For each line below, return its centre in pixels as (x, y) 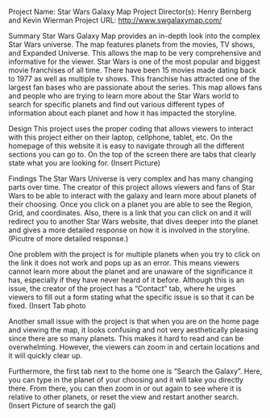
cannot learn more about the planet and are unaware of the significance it (131, 271)
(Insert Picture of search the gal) (62, 405)
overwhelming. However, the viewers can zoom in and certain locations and (134, 347)
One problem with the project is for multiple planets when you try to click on (134, 254)
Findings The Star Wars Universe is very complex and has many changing (131, 178)
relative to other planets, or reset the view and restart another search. (124, 397)
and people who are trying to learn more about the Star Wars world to (124, 96)
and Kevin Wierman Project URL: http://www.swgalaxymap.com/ (115, 20)
